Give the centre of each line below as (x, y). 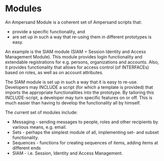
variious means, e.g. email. (39, 127)
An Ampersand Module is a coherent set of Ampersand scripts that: (73, 22)
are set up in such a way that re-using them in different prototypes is (82, 37)
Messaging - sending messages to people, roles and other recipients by (85, 122)
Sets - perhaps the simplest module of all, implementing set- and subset (85, 132)
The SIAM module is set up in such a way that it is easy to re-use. (71, 82)
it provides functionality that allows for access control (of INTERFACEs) (77, 67)
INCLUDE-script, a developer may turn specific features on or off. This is (79, 97)
